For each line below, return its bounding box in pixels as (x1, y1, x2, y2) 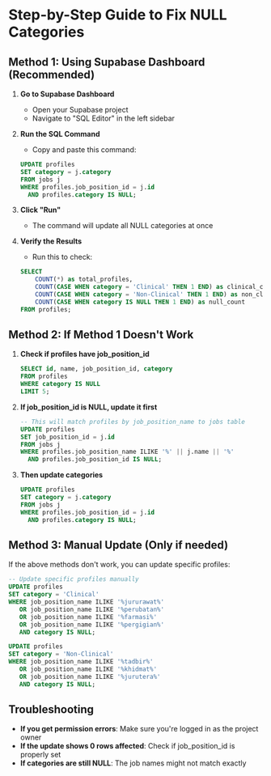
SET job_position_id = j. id (19, 433, 115, 441)
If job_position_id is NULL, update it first (19, 402, 158, 412)
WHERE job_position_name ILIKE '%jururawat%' (8, 598, 164, 606)
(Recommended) (8, 67, 95, 82)
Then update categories (19, 470, 104, 480)
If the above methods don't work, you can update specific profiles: (8, 560, 231, 570)
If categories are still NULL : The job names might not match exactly (19, 758, 247, 768)
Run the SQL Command (19, 129, 100, 138)
